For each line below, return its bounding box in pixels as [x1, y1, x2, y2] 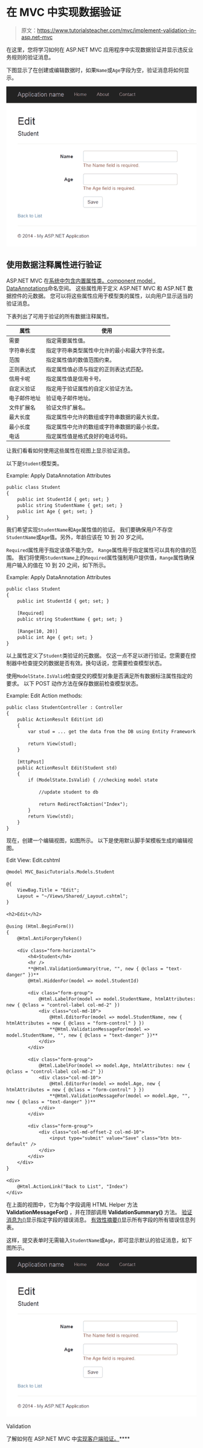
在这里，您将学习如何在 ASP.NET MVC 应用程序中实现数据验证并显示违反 [6, 46, 188, 53]
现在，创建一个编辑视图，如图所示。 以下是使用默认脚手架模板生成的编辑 [6, 837, 188, 844]
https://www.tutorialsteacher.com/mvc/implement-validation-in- [37, 27, 196, 34]
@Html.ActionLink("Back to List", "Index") [17, 1184, 129, 1190]
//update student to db [38, 789, 98, 796]
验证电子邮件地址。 [46, 394, 94, 401]
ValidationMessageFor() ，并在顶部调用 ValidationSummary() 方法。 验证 [6, 1208, 193, 1216]
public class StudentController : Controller [6, 704, 123, 711]
